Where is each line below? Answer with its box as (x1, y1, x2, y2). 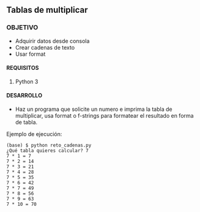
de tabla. (15, 119, 38, 126)
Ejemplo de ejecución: (6, 131, 62, 138)
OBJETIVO (6, 23, 39, 32)
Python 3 (15, 78, 39, 85)
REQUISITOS (6, 64, 39, 72)
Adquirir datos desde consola (15, 37, 90, 45)
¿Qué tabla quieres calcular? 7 (6, 148, 89, 154)
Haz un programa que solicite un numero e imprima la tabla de (15, 105, 172, 113)
